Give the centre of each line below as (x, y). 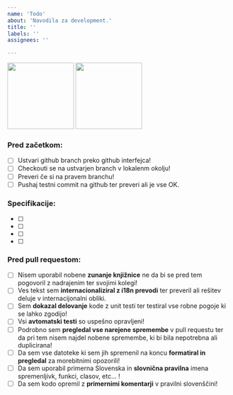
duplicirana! (35, 345)
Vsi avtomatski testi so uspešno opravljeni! (81, 321)
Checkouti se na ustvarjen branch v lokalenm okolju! (94, 168)
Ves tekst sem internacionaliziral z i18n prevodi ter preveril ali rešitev (119, 290)
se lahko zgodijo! (42, 314)
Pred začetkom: (35, 145)
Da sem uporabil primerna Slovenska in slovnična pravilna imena (113, 368)
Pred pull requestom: (44, 259)
